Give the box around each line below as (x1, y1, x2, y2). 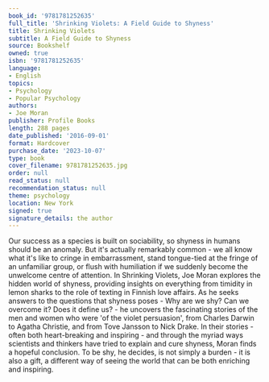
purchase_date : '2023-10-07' (8, 147, 106, 155)
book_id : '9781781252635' (8, 11, 95, 20)
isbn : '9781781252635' (8, 57, 85, 65)
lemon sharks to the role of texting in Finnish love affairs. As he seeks (8, 288, 239, 297)
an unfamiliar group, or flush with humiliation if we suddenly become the (8, 262, 248, 272)
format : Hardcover (8, 139, 70, 147)
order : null (8, 169, 48, 177)
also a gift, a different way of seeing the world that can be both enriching (8, 356, 250, 366)
